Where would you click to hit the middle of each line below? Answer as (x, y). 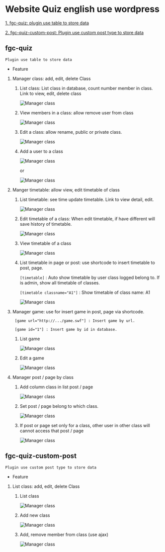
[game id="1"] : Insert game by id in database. (66, 329)
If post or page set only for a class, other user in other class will (85, 425)
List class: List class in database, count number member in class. (86, 88)
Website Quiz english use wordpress (82, 9)
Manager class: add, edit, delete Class (51, 79)
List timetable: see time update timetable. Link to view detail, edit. (87, 199)
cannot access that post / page (52, 431)
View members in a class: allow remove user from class (77, 112)
